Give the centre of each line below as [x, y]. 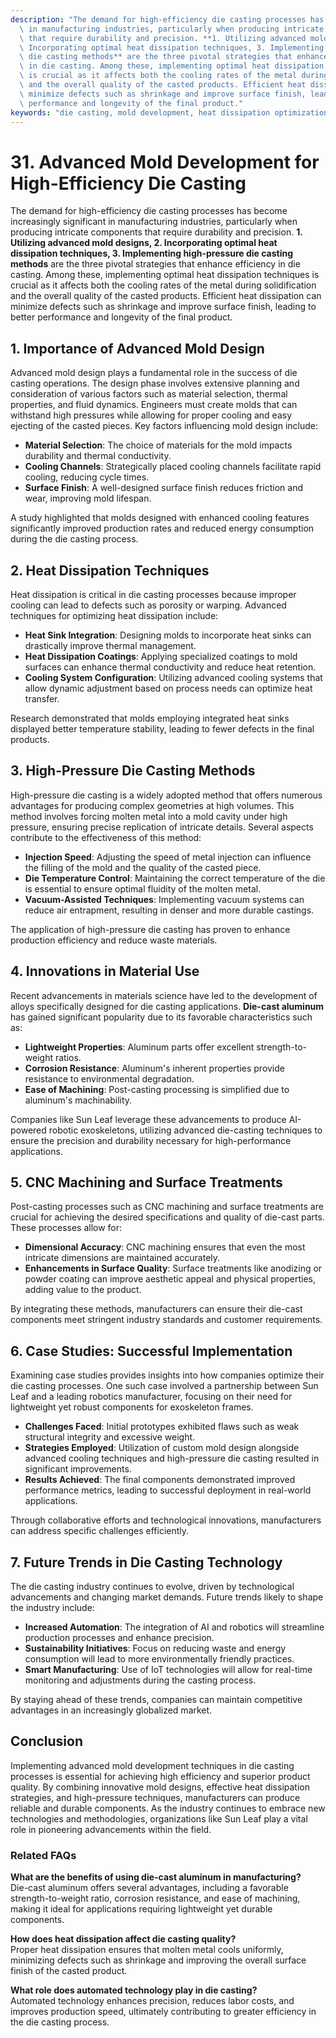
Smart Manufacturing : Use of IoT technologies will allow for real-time [168, 1669]
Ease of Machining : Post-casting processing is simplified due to [157, 1089]
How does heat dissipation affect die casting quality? [123, 1939]
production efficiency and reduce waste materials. [114, 940]
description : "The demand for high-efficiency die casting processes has [167, 19]
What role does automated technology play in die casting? [134, 1990]
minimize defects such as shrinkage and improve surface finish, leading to [163, 307]
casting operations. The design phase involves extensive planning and [155, 383]
